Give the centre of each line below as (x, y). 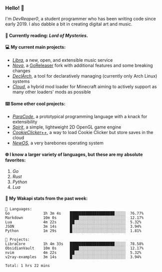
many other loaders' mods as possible (52, 92)
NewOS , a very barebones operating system (58, 143)
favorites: (15, 160)
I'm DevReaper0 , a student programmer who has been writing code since (81, 19)
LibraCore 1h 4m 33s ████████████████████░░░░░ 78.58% (74, 244)
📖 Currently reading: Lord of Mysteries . (47, 35)
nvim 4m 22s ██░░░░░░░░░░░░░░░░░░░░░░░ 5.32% (73, 253)
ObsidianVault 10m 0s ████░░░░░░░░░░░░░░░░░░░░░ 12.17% (74, 248)
